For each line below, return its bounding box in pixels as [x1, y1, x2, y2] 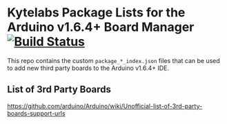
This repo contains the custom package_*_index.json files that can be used [7, 56, 221, 64]
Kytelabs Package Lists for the [7, 5, 186, 21]
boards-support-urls [7, 109, 66, 117]
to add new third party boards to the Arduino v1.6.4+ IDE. [7, 64, 170, 72]
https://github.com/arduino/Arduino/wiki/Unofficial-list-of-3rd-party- [7, 101, 203, 110]
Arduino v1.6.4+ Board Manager [7, 19, 195, 35]
